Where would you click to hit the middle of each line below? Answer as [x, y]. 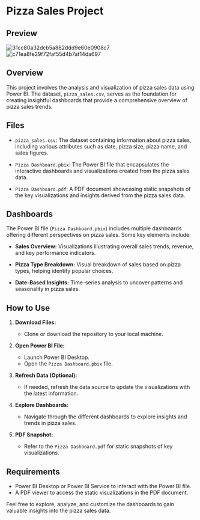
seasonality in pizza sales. [47, 289]
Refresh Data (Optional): [46, 375]
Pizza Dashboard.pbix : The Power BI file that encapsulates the [92, 164]
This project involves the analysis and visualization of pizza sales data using [100, 87]
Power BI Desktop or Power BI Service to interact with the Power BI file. [103, 486]
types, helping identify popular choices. [64, 271]
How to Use [28, 308]
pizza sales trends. [29, 106]
